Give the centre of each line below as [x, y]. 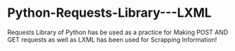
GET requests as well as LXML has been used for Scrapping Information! [112, 39]
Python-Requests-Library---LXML [109, 13]
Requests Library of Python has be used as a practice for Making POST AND [118, 32]
